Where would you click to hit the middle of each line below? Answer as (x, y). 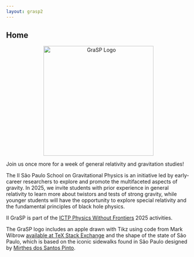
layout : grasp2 (25, 11)
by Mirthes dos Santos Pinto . (41, 248)
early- (182, 176)
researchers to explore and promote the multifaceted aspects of (100, 181)
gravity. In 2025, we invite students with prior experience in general (87, 188)
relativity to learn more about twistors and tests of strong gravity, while (91, 194)
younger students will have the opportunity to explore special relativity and (96, 200)
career (14, 181)
